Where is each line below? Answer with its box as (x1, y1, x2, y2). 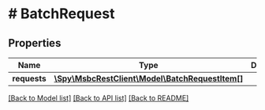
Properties (8, 36, 62, 50)
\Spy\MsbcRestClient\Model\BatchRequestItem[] (54, 73, 244, 84)
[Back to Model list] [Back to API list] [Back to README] (8, 93, 189, 103)
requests (12, 73, 47, 84)
